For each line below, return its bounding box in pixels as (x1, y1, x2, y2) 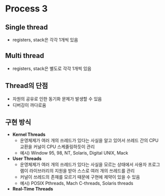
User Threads (12, 155, 41, 161)
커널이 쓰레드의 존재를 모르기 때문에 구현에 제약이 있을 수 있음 (19, 174, 140, 180)
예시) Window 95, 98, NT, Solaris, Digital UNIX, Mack (19, 150, 128, 156)
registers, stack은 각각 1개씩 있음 (12, 37, 78, 42)
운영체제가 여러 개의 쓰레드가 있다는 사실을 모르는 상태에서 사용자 (19, 161, 147, 167)
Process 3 (5, 3, 48, 14)
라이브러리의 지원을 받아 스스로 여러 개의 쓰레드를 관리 (29, 168, 135, 174)
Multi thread (5, 51, 44, 60)
